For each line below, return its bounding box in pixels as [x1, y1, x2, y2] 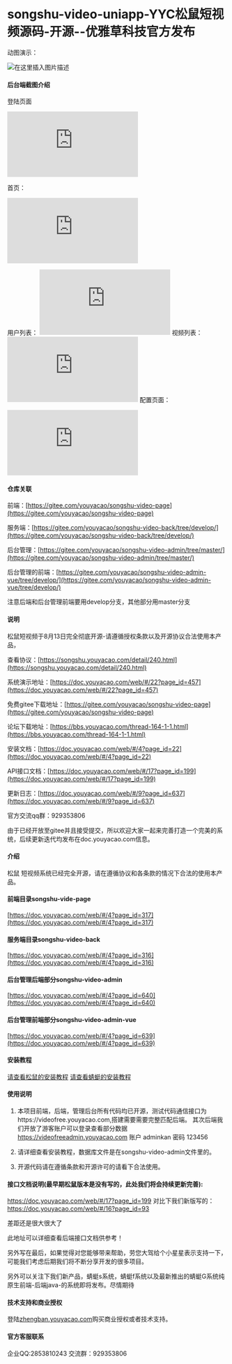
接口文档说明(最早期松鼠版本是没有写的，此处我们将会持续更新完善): [7, 1180, 203, 1188]
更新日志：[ [7, 789, 40, 797]
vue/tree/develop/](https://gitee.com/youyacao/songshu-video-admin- [7, 576, 211, 584]
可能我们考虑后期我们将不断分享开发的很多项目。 [7, 1257, 148, 1266]
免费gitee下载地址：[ [7, 699, 67, 709]
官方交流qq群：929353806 [7, 811, 86, 820]
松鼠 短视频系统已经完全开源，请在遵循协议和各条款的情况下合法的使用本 [7, 868, 217, 877]
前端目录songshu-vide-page [7, 895, 91, 903]
